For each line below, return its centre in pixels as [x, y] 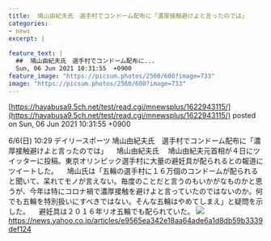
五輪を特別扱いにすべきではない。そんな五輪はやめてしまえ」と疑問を [139, 201]
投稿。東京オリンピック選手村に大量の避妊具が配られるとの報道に [153, 161]
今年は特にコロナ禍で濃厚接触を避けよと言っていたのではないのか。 [143, 191]
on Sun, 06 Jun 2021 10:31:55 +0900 [70, 124]
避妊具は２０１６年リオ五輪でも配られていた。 [116, 211]
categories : [28, 23]
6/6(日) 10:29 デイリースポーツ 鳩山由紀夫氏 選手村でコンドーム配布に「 [131, 140]
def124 [20, 229]
